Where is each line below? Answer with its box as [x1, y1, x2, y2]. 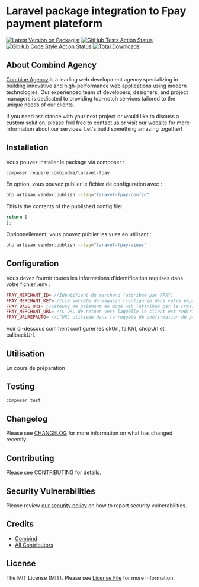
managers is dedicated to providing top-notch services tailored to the [6, 95, 176, 102]
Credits [6, 519, 34, 529]
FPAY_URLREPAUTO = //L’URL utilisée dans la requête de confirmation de [6, 314, 187, 321]
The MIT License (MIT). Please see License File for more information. [6, 574, 175, 581]
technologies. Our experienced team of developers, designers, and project [6, 88, 188, 96]
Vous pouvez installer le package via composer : [6, 158, 124, 165]
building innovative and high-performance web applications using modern [6, 82, 187, 89]
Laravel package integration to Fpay [6, 4, 187, 18]
